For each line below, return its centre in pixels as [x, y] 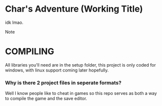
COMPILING [30, 52]
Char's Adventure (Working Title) [74, 9]
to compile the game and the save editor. [46, 99]
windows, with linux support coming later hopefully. [57, 70]
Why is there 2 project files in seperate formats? [63, 83]
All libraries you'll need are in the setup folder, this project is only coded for [81, 65]
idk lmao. [14, 22]
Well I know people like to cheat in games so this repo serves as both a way [81, 93]
